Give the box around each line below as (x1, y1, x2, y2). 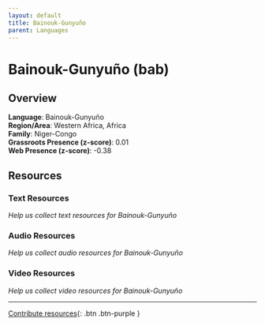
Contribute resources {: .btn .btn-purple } (8, 309, 140, 318)
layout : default (8, 11, 62, 20)
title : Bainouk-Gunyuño (8, 19, 87, 27)
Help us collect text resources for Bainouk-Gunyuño (8, 211, 177, 220)
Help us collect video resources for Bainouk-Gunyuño (8, 286, 183, 295)
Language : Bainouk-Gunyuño (8, 112, 105, 122)
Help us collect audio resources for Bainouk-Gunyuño (8, 248, 184, 257)
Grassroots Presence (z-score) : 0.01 (8, 137, 129, 147)
